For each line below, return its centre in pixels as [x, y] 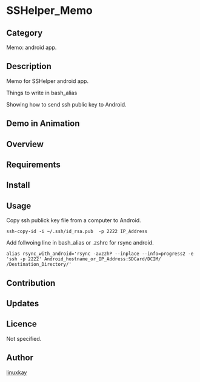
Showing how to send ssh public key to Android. [66, 104]
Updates [23, 303]
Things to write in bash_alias [42, 93]
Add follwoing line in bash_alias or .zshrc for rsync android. [80, 243]
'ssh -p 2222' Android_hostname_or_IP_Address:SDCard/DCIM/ [84, 259]
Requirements [33, 164]
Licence [22, 324]
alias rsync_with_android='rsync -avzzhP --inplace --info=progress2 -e [100, 254]
